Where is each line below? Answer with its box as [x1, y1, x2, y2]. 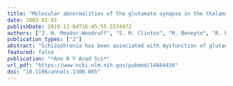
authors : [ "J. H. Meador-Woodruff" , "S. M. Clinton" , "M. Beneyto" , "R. [7, 29, 222, 37]
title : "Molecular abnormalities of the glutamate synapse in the [7, 10, 203, 17]
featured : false [7, 49, 54, 56]
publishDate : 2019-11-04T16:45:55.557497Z [7, 23, 132, 30]
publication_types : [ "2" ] [7, 36, 82, 43]
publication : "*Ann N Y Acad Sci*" [7, 55, 110, 62]
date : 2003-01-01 [7, 17, 58, 24]
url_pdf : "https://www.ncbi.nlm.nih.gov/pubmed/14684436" [7, 62, 178, 69]
